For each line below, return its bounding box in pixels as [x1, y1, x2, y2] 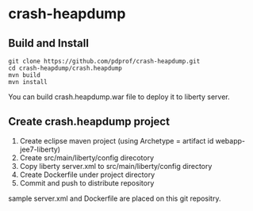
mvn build [8, 71, 41, 79]
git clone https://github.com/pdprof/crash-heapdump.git [8, 57, 201, 65]
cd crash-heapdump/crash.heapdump [8, 64, 123, 72]
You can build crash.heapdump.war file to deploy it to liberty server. [8, 92, 230, 102]
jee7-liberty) [19, 144, 61, 154]
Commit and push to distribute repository [19, 178, 155, 187]
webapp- [215, 136, 246, 145]
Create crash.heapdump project [8, 115, 171, 129]
